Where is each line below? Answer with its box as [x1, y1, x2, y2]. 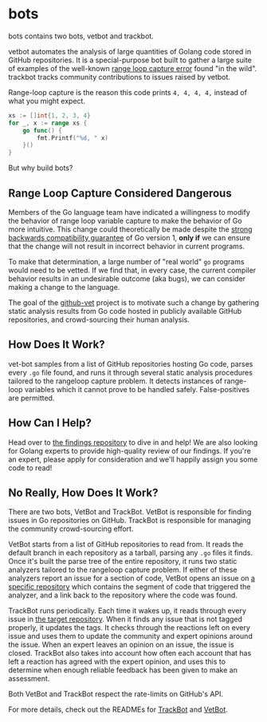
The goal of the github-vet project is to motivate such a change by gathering [8, 298, 260, 307]
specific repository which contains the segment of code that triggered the [8, 582, 251, 592]
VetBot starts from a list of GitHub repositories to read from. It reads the [8, 540, 244, 549]
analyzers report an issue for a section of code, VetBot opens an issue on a [8, 573, 255, 583]
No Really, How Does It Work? [8, 486, 159, 500]
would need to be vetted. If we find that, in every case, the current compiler [8, 265, 257, 275]
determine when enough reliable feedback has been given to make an [8, 665, 238, 675]
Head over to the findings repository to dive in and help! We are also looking [8, 437, 258, 447]
